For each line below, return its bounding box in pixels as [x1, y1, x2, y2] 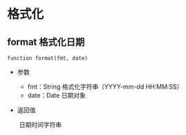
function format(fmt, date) [7, 55, 89, 62]
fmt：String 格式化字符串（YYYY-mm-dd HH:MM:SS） [27, 82, 183, 91]
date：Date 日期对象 [27, 91, 86, 99]
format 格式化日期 [7, 36, 85, 48]
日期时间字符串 [19, 120, 62, 129]
